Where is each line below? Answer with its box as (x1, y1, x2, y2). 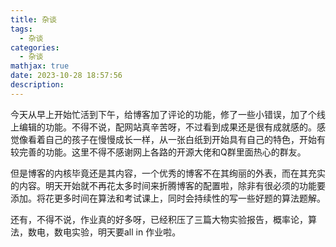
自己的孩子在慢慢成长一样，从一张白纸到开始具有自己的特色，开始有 (44, 133, 326, 145)
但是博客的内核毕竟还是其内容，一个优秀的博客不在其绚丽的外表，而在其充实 (10, 167, 326, 179)
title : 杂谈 (10, 14, 57, 25)
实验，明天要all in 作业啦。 (71, 226, 182, 238)
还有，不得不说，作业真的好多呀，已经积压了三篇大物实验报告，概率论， (10, 213, 308, 225)
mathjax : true (10, 61, 70, 71)
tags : (10, 24, 33, 34)
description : (10, 80, 65, 90)
